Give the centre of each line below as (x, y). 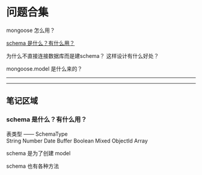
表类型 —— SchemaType (37, 134)
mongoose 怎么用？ (31, 30)
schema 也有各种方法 (32, 166)
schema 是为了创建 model (38, 153)
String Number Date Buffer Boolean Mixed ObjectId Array (77, 141)
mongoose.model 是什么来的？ (44, 68)
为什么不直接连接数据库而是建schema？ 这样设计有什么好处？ (83, 56)
